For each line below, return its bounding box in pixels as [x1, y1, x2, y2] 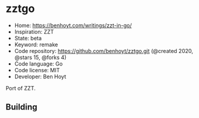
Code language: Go [14, 60, 63, 67]
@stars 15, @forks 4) [14, 54, 67, 61]
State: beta [14, 34, 42, 42]
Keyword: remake [14, 41, 58, 48]
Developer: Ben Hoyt [14, 73, 67, 80]
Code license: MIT [14, 66, 60, 73]
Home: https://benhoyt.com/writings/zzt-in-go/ [14, 22, 132, 29]
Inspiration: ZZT [14, 28, 54, 35]
